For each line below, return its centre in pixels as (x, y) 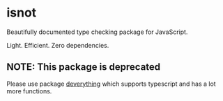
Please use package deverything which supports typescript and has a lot (111, 84)
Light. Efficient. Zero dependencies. (58, 45)
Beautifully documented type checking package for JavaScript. (97, 32)
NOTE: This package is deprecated (84, 67)
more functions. (29, 91)
